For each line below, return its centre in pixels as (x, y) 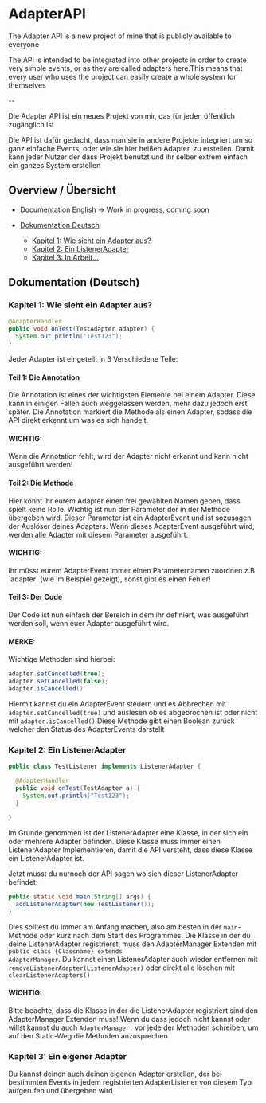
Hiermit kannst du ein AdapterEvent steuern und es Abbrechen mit (117, 704)
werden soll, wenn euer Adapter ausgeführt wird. (89, 623)
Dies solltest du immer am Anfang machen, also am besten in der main (123, 927)
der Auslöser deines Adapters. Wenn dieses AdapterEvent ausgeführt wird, (131, 526)
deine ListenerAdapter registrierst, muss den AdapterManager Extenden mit (133, 944)
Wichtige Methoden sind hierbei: (62, 659)
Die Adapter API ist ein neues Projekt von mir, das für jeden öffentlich (121, 115)
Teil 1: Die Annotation (44, 377)
